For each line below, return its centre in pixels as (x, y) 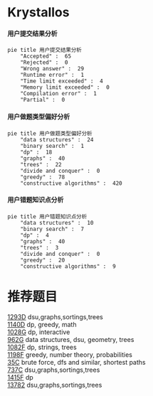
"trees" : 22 (41, 164)
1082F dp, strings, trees (42, 347)
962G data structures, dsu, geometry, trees (71, 339)
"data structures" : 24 (57, 139)
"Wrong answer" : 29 (52, 69)
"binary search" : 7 (52, 229)
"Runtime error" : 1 (52, 75)
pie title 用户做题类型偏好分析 (50, 133)
